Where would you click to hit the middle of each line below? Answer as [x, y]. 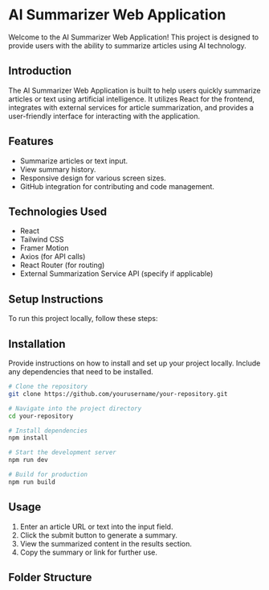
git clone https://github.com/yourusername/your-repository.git [118, 394]
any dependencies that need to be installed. [81, 371]
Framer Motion [45, 248]
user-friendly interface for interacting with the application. [104, 116]
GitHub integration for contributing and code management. [117, 186]
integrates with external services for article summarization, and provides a [131, 107]
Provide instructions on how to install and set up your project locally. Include [134, 363]
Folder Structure [50, 577]
